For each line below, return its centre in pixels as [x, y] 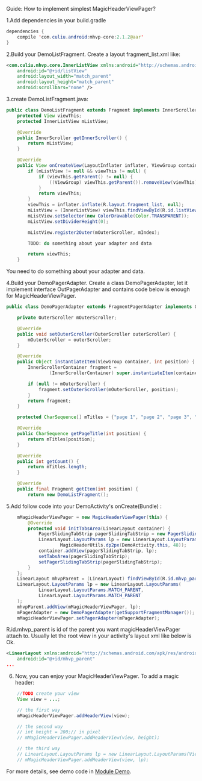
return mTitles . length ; [57, 467]
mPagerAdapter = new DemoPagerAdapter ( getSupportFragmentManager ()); [106, 612]
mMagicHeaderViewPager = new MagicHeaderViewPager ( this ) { [93, 517]
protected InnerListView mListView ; [63, 121]
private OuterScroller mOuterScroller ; [67, 318]
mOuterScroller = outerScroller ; [70, 340]
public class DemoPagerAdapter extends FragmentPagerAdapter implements [99, 307]
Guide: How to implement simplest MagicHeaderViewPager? [81, 9]
